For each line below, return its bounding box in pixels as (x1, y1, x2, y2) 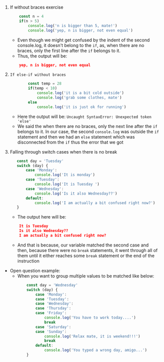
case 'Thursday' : (35, 306, 71, 311)
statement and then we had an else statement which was (17, 133, 135, 139)
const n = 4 (19, 14, 44, 19)
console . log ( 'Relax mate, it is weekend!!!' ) (44, 333, 141, 339)
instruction (17, 257, 40, 264)
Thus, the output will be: (17, 52, 67, 59)
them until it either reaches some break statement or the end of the (17, 252, 155, 258)
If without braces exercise (9, 4, 64, 10)
